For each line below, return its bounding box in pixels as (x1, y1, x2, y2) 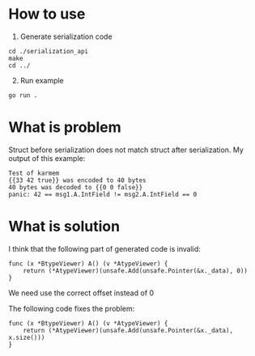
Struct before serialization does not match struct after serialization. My (8, 145, 244, 155)
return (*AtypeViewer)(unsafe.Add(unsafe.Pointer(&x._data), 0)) (23, 266, 249, 275)
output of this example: (8, 153, 86, 163)
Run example (19, 75, 65, 85)
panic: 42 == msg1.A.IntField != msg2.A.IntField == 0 (8, 190, 198, 198)
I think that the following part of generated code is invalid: (8, 244, 201, 253)
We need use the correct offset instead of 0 (8, 288, 155, 298)
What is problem (8, 118, 121, 137)
